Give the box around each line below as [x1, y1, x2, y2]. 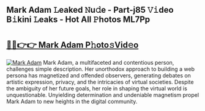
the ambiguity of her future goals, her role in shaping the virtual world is [6, 85, 188, 92]
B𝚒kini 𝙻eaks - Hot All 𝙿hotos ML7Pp [6, 15, 151, 25]
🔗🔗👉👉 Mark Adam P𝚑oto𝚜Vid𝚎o [6, 40, 139, 50]
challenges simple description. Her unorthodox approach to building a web [6, 65, 195, 73]
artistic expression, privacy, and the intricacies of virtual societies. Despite [6, 79, 194, 85]
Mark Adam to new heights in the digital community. [6, 98, 138, 105]
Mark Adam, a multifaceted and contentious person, [42, 59, 174, 66]
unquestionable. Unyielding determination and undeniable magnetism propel [6, 91, 199, 98]
